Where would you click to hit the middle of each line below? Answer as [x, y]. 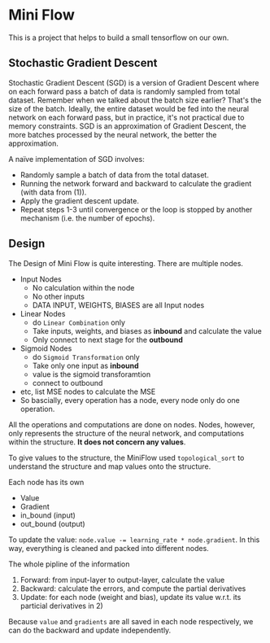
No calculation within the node [83, 287]
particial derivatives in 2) [61, 606]
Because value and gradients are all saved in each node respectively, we [131, 621]
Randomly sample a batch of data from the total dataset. [114, 175]
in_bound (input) [48, 515]
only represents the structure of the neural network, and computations [126, 433]
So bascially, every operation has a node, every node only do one [130, 400]
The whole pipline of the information [69, 564]
